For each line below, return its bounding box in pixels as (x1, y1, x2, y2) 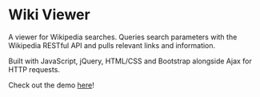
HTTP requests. (8, 64, 60, 74)
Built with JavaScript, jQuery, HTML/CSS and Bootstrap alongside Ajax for (8, 56, 252, 66)
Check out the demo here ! (8, 80, 94, 90)
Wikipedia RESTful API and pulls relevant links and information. (8, 40, 216, 50)
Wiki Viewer (8, 6, 90, 24)
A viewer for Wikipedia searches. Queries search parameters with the (8, 32, 238, 42)
